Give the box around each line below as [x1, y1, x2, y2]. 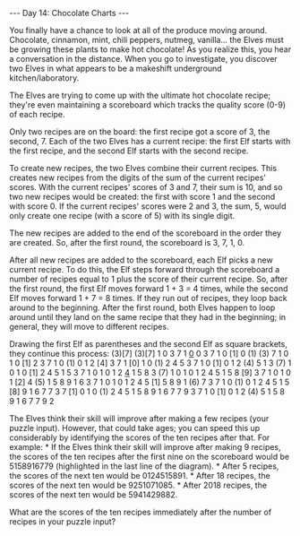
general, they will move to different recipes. [9, 322, 169, 332]
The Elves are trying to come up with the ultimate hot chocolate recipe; [9, 90, 271, 100]
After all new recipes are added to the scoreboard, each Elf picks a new [9, 255, 273, 265]
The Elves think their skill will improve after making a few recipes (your [9, 413, 270, 424]
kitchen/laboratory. [9, 73, 80, 83]
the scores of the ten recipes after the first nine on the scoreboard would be [9, 452, 289, 462]
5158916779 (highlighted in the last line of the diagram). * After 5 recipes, [9, 461, 279, 471]
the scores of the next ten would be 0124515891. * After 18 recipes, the [9, 471, 270, 480]
